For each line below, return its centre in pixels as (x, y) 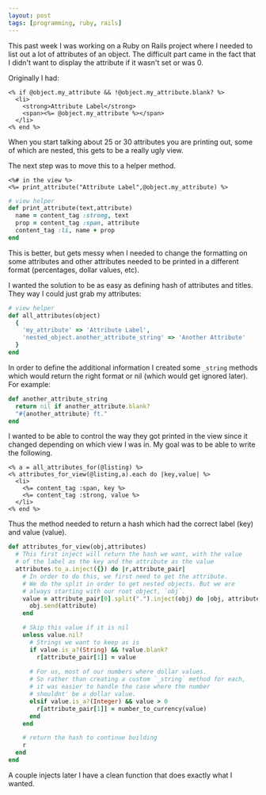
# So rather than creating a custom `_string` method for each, (137, 679)
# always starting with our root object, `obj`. (104, 591)
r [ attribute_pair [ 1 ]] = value (86, 657)
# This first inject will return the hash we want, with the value (129, 555)
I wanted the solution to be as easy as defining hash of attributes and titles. (131, 285)
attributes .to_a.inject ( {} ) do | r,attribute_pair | (101, 569)
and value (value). (38, 532)
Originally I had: (34, 78)
